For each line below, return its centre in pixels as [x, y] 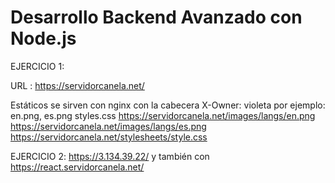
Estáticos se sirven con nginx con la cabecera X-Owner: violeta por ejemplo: [168, 105]
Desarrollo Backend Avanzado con [156, 17]
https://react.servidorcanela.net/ [77, 167]
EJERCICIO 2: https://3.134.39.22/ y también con [110, 156]
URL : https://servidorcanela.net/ [77, 85]
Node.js [43, 38]
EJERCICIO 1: [37, 66]
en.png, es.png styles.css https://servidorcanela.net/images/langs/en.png [163, 115]
